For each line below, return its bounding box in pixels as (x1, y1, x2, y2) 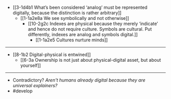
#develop (12, 88, 33, 94)
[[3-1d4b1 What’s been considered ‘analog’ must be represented (12, 5, 148, 10)
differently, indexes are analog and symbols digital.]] (27, 32, 138, 37)
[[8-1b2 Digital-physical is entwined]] (12, 52, 91, 58)
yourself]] (20, 62, 41, 68)
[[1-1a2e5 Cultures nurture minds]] (35, 37, 108, 43)
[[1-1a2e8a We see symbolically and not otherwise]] (20, 15, 129, 21)
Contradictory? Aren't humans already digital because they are (12, 77, 146, 83)
